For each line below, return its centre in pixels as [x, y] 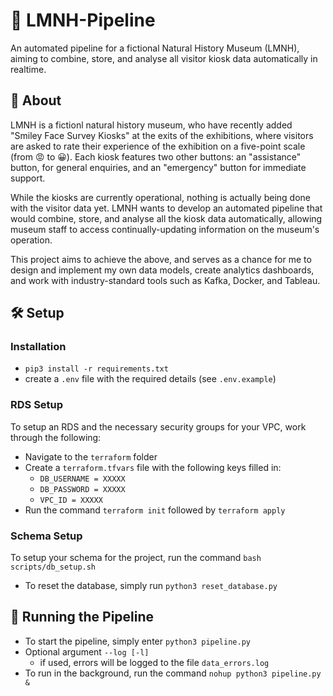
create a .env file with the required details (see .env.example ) [150, 379]
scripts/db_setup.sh [53, 567]
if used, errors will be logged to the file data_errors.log [154, 662]
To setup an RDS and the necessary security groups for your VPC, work [158, 426]
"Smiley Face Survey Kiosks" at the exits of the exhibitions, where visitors [162, 135]
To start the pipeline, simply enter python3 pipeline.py [137, 641]
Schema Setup [46, 536]
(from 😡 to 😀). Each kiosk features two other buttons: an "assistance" [156, 156]
